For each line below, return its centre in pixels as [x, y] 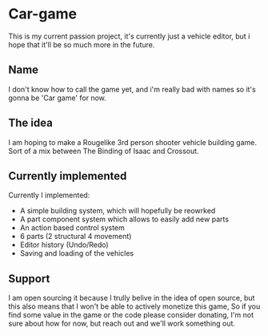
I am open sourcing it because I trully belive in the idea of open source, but [132, 298]
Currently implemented [68, 176]
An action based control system [72, 228]
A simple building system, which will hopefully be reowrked [118, 211]
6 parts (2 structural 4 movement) [76, 237]
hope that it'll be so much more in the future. [82, 44]
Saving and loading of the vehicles [77, 253]
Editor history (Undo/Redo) [64, 245]
